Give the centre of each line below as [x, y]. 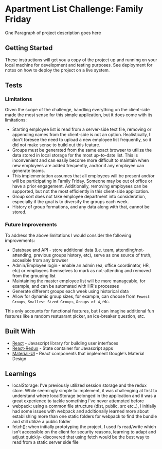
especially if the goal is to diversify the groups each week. [70, 202]
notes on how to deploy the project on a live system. [57, 70]
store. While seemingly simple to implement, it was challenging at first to [85, 391]
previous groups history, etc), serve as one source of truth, [92, 255]
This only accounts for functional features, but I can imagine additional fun [80, 311]
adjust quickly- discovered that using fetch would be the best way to [81, 437]
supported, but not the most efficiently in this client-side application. [81, 191]
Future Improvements [31, 224]
